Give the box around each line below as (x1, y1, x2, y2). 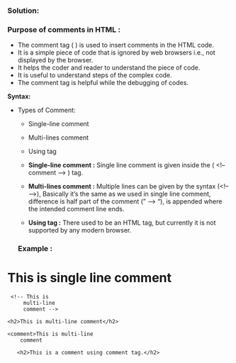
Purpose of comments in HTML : (7, 24, 120, 34)
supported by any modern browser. (28, 226, 132, 235)
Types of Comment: (17, 106, 76, 115)
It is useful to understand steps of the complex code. (17, 71, 172, 79)
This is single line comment (7, 270, 172, 286)
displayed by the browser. (17, 56, 94, 65)
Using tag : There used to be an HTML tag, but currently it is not (28, 218, 216, 227)
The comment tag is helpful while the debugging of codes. (17, 79, 189, 87)
